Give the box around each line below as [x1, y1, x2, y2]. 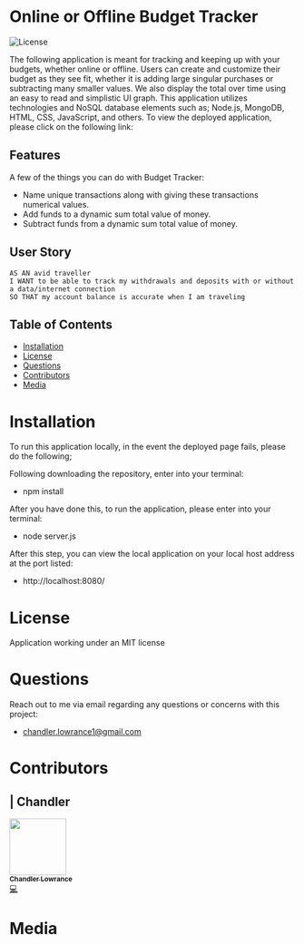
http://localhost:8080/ [22, 576, 105, 587]
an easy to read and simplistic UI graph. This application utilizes [9, 92, 248, 103]
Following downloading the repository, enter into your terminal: [9, 469, 244, 480]
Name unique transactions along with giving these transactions [22, 189, 259, 200]
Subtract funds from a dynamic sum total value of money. [22, 218, 238, 229]
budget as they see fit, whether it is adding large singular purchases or [9, 73, 274, 83]
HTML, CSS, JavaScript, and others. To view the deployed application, [9, 112, 272, 122]
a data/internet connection [9, 284, 116, 294]
